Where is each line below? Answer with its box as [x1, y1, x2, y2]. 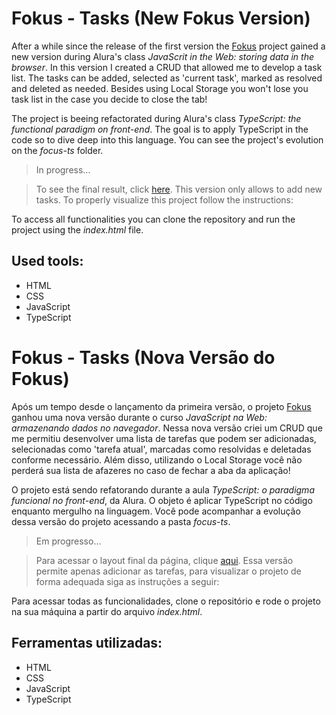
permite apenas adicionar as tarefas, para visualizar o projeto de [35, 565, 302, 577]
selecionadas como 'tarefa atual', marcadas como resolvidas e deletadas [11, 443, 312, 455]
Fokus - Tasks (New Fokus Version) [11, 7, 311, 30]
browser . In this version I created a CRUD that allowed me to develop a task [11, 61, 323, 73]
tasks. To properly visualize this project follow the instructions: [35, 193, 294, 206]
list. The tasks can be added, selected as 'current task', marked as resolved [11, 72, 323, 84]
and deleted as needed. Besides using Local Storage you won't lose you [11, 82, 309, 94]
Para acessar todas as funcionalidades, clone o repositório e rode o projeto [11, 595, 321, 607]
